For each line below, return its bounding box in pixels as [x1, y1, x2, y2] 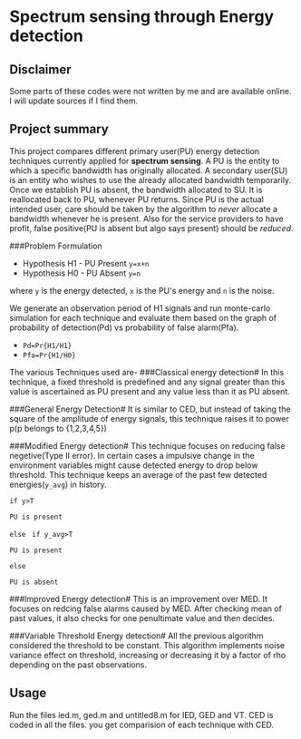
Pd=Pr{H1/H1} [22, 341, 73, 350]
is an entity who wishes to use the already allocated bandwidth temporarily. [9, 174, 292, 185]
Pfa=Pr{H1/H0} [22, 351, 76, 360]
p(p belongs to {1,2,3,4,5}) [9, 423, 107, 433]
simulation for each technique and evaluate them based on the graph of [9, 312, 277, 323]
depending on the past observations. [9, 659, 148, 670]
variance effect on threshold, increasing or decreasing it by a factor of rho [9, 649, 286, 660]
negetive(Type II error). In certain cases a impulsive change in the [9, 450, 256, 461]
